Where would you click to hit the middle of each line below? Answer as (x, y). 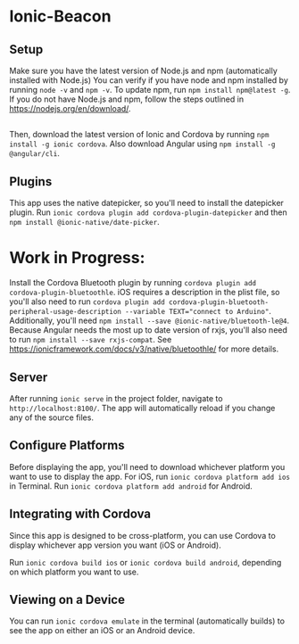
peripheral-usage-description (66, 312)
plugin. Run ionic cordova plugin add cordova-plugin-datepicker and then (148, 212)
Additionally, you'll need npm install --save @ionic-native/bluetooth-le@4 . (149, 321)
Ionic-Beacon (60, 17)
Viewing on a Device (67, 599)
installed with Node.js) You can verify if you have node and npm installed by (149, 80)
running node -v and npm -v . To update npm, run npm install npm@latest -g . (150, 90)
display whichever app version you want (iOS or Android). (115, 545)
